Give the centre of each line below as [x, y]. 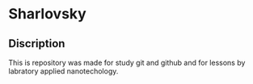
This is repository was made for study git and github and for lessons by [127, 62]
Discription [37, 44]
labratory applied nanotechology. [63, 71]
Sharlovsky [47, 14]
